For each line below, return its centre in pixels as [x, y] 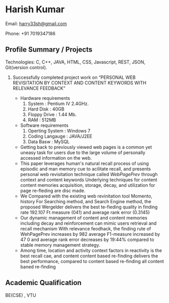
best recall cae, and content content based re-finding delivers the [89, 256]
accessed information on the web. [56, 158]
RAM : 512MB [42, 120]
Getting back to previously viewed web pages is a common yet [86, 147]
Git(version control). [26, 67]
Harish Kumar [35, 9]
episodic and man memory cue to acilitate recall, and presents [86, 169]
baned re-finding [38, 267]
